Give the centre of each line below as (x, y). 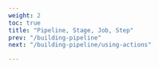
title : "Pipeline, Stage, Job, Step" (71, 30)
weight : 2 (25, 15)
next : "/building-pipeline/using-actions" (80, 45)
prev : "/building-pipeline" (55, 38)
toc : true (25, 23)
